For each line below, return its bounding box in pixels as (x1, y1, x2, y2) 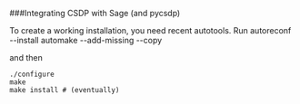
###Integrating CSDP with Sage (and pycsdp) (9, 8, 181, 18)
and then (9, 52, 43, 62)
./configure (9, 70, 55, 79)
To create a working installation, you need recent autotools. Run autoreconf (9, 25, 292, 35)
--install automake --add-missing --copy (9, 35, 163, 45)
